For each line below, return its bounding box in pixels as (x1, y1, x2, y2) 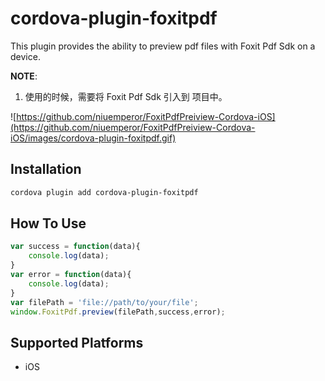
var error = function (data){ (10, 270, 132, 280)
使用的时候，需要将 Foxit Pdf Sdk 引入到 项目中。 (24, 90, 228, 102)
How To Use (10, 215, 87, 232)
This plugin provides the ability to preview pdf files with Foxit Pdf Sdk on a (10, 40, 316, 52)
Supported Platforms (10, 334, 144, 351)
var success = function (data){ (10, 242, 141, 252)
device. (10, 50, 41, 62)
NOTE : (10, 70, 38, 82)
